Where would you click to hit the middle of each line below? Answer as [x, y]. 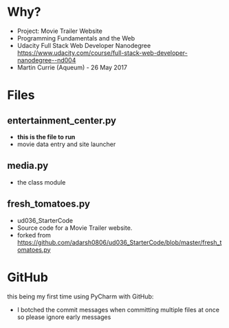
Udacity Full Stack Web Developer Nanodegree [84, 45]
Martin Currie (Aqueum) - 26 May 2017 [72, 67]
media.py [28, 166]
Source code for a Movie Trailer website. [75, 228]
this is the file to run [46, 137]
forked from [34, 235]
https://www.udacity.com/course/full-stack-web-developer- [102, 53]
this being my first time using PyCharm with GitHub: [80, 296]
